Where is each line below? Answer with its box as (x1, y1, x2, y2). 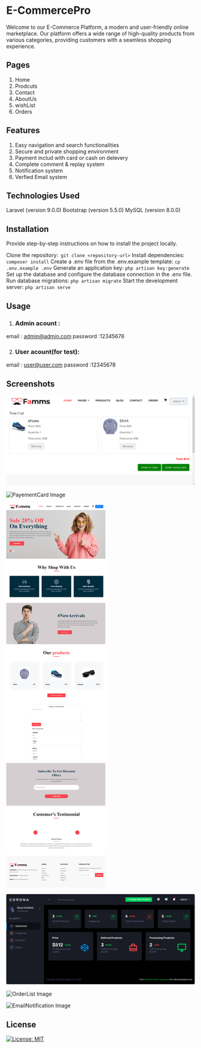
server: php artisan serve (6, 284, 71, 291)
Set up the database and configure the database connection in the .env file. (6, 271, 193, 278)
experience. (6, 43, 36, 50)
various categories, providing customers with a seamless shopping (6, 36, 172, 43)
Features (6, 126, 40, 136)
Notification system (14, 166, 63, 174)
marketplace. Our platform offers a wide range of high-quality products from (6, 29, 194, 37)
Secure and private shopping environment (14, 148, 119, 155)
